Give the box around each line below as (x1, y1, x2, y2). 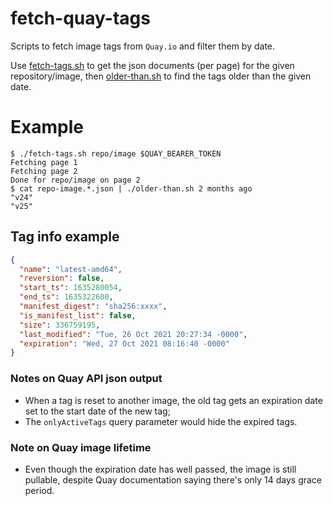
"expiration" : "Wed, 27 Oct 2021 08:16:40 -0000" (19, 338, 230, 349)
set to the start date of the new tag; (24, 405, 171, 417)
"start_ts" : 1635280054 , (19, 283, 123, 293)
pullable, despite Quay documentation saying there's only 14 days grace (24, 473, 323, 486)
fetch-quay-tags (10, 7, 151, 30)
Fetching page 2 (10, 166, 78, 176)
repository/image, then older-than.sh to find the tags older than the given (10, 70, 312, 82)
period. (24, 484, 55, 496)
